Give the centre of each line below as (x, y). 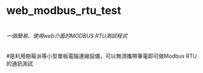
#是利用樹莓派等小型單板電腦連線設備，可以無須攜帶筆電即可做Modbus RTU (102, 56)
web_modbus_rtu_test (64, 11)
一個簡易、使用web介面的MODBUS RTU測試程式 (67, 36)
